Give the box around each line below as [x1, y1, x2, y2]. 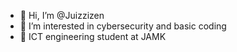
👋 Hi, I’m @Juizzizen [19, 10, 105, 21]
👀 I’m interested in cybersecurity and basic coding [19, 20, 227, 32]
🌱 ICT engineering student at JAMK [19, 31, 167, 42]
